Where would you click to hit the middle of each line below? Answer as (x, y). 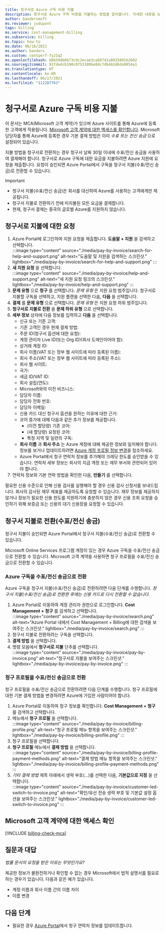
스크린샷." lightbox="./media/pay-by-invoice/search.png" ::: (85, 628)
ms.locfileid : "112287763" (33, 83)
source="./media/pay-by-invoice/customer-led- (110, 787)
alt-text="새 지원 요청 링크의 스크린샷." (78, 279)
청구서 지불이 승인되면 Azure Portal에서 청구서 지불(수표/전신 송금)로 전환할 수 (80, 534)
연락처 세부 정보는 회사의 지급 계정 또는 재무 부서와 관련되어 (91, 463)
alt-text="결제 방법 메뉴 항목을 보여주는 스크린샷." (110, 758)
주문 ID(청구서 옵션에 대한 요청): (50, 334)
